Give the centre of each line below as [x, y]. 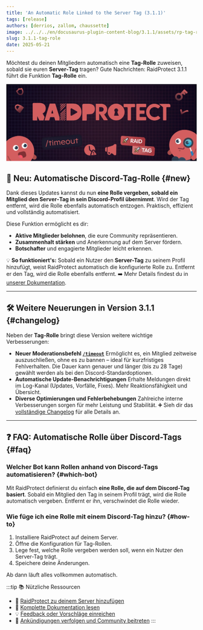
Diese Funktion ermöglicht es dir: [47, 224]
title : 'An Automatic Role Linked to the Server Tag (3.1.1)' [86, 13]
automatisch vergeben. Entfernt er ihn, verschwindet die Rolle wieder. [93, 501]
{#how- [179, 517]
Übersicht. [28, 392]
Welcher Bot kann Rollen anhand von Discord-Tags [82, 467]
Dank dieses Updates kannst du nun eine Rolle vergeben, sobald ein [92, 193]
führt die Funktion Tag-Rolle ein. [47, 75]
